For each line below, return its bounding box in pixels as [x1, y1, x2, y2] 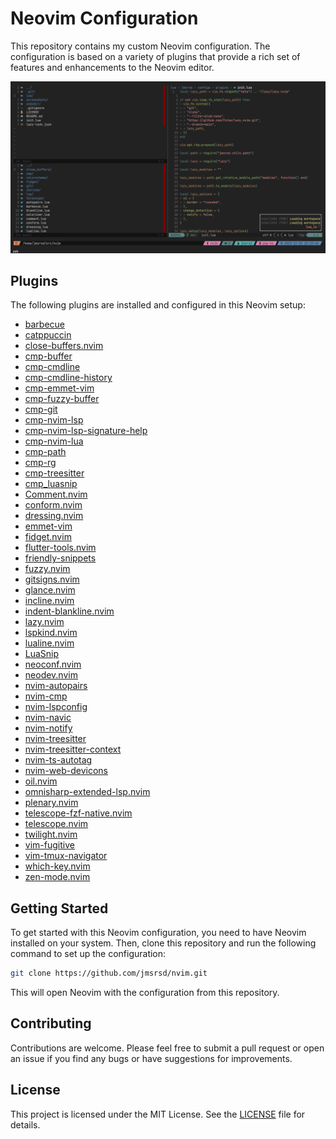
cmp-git [24, 403, 58, 416]
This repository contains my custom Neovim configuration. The [10, 40, 271, 52]
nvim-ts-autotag [24, 754, 93, 766]
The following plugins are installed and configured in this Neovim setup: [10, 299, 306, 311]
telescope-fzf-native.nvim [24, 807, 133, 819]
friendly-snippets [24, 552, 97, 564]
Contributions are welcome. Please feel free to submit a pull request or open [10, 1042, 325, 1054]
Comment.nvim [24, 488, 88, 501]
